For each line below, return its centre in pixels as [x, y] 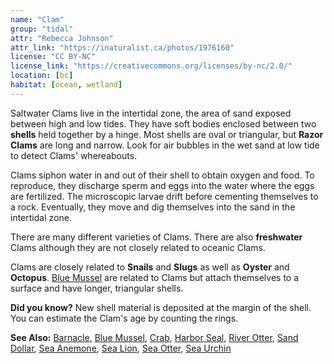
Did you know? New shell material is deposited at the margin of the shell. [161, 307]
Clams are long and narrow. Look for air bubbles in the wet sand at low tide [165, 145]
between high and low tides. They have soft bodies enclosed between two [163, 123]
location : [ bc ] [42, 76]
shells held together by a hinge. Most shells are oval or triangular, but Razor [167, 134]
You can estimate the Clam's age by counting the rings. [124, 318]
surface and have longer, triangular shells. [97, 288]
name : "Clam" [37, 19]
